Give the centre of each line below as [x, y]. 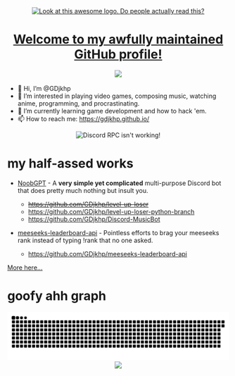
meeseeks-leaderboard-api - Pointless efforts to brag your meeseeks [118, 232]
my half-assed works [70, 164]
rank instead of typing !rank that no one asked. [85, 240]
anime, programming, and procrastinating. [78, 103]
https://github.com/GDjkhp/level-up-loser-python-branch [111, 211]
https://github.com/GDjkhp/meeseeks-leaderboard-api [108, 253]
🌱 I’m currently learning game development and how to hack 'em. [112, 111]
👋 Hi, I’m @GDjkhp [44, 88]
